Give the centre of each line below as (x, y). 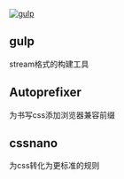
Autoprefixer (45, 93)
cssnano (34, 143)
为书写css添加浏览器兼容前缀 (62, 114)
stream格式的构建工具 (49, 64)
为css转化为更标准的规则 (54, 166)
